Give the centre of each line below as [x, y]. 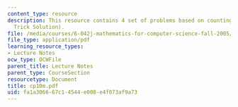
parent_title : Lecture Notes [50, 66]
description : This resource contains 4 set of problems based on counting [120, 20]
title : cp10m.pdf [33, 86]
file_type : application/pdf [49, 40]
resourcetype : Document [42, 79]
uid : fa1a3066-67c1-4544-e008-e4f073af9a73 [73, 92]
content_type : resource [42, 14]
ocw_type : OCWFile [34, 60]
